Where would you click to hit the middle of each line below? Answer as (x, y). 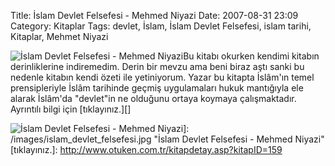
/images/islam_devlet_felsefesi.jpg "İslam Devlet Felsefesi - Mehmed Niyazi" (167, 139)
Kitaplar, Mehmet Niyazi (59, 36)
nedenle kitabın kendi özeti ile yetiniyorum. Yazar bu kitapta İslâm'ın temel (162, 77)
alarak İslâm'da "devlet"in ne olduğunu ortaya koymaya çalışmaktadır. (153, 98)
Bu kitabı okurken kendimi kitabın (251, 56)
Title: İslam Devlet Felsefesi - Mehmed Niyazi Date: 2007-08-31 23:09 (154, 15)
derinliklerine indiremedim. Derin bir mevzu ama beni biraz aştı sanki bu (157, 66)
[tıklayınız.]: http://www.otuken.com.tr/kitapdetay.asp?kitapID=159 (146, 149)
